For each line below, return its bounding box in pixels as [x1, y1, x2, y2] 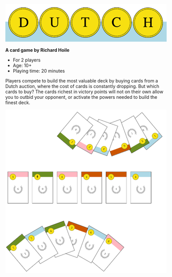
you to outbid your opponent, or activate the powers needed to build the [5, 94, 158, 100]
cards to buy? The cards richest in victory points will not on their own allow [5, 89, 164, 95]
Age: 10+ [12, 62, 32, 68]
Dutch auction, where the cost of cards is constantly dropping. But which [5, 83, 160, 89]
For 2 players [12, 57, 41, 63]
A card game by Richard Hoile [5, 47, 70, 53]
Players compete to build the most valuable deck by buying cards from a [5, 77, 158, 83]
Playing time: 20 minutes [12, 68, 65, 74]
